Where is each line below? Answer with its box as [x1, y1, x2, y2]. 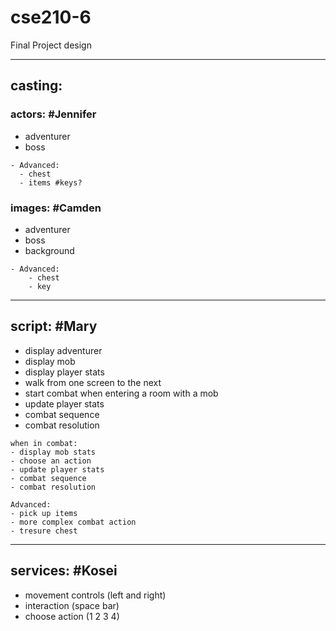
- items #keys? [19, 177, 83, 188]
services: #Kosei [10, 562, 118, 580]
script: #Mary [10, 318, 98, 335]
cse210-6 [10, 6, 92, 29]
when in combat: [10, 438, 78, 448]
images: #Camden [10, 201, 102, 215]
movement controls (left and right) [24, 589, 167, 601]
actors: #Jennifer [10, 107, 97, 121]
